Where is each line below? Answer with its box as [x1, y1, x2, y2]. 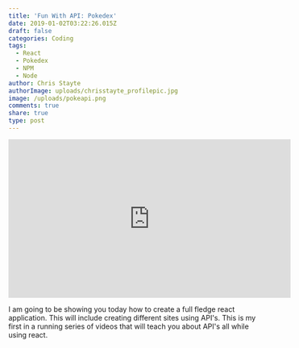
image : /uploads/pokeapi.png [8, 94, 106, 102]
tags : [8, 42, 27, 50]
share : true [8, 110, 48, 118]
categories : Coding [8, 34, 74, 43]
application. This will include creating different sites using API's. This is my [8, 313, 256, 322]
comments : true [8, 101, 60, 110]
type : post [8, 117, 45, 125]
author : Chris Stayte [8, 79, 81, 87]
